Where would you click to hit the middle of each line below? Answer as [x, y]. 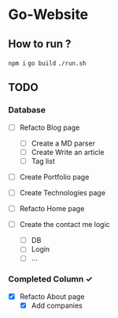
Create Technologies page [63, 193]
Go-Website [48, 15]
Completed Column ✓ [50, 279]
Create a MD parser [63, 143]
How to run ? [40, 44]
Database [27, 110]
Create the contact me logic [65, 225]
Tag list [43, 161]
